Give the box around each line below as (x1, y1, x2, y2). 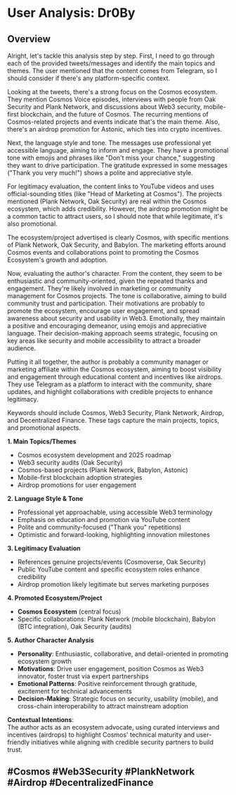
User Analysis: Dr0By (7, 5, 136, 21)
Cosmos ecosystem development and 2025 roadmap (17, 451, 172, 459)
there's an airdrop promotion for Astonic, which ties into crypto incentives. (7, 125, 223, 133)
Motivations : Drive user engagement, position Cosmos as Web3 (17, 665, 204, 673)
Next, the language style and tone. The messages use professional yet (7, 139, 211, 147)
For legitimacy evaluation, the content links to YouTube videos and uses (7, 182, 214, 191)
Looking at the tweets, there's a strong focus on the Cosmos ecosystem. (7, 88, 218, 96)
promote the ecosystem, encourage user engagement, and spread (7, 307, 200, 314)
